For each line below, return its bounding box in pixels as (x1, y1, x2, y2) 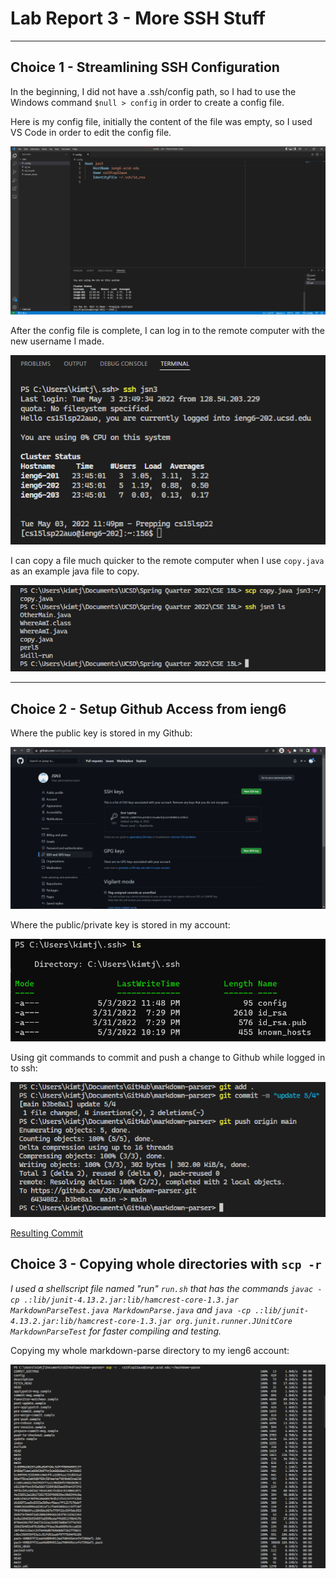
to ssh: (10, 1062, 38, 1074)
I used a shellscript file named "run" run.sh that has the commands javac (10, 1282, 314, 1294)
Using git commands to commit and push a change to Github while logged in (10, 1051, 326, 1063)
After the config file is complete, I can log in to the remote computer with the (10, 324, 325, 336)
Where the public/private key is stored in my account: (10, 918, 231, 931)
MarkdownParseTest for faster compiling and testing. (10, 1325, 222, 1337)
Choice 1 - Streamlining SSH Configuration (10, 59, 280, 76)
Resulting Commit (10, 1227, 84, 1239)
